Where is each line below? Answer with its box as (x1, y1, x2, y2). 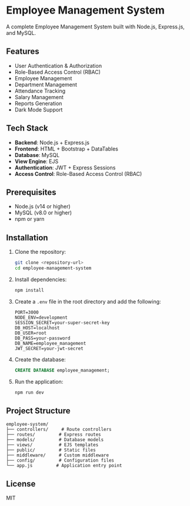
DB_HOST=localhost (14, 325, 60, 331)
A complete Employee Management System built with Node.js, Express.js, (6, 23, 185, 30)
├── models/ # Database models (6, 437, 104, 443)
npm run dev (14, 389, 44, 396)
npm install (14, 287, 44, 293)
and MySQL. (6, 29, 36, 36)
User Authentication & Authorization (14, 62, 102, 69)
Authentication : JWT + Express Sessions (14, 164, 116, 171)
